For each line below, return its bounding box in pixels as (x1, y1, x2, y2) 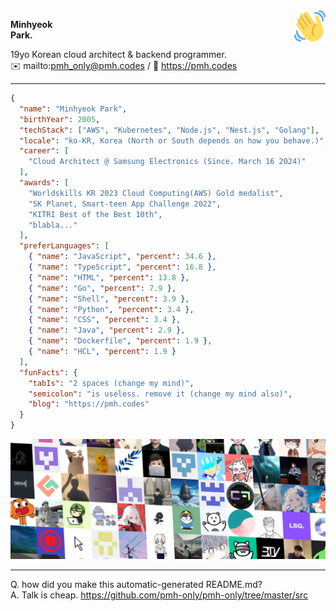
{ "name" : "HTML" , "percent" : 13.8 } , (28, 272, 190, 283)
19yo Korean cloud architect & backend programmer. (10, 49, 227, 60)
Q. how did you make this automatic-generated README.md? (10, 578, 263, 590)
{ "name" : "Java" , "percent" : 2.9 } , (28, 325, 186, 336)
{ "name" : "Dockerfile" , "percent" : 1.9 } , (28, 336, 213, 346)
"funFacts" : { (19, 367, 78, 378)
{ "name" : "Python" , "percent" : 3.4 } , (28, 304, 195, 314)
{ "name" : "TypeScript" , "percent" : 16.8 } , (28, 262, 217, 272)
